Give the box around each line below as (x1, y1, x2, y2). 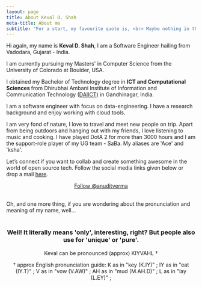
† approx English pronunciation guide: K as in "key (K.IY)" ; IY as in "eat (13, 261, 189, 268)
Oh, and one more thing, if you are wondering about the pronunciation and (6, 200, 191, 208)
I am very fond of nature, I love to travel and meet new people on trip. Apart (6, 121, 194, 128)
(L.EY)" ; (90, 274, 112, 281)
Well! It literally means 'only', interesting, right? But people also (7, 228, 195, 236)
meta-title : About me (6, 20, 61, 26)
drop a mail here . (6, 171, 48, 178)
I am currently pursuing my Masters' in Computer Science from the (6, 60, 172, 67)
